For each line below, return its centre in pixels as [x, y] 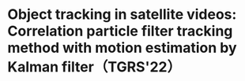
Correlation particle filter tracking [120, 31]
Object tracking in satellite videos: [122, 15]
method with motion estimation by [122, 48]
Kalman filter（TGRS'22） [94, 67]
